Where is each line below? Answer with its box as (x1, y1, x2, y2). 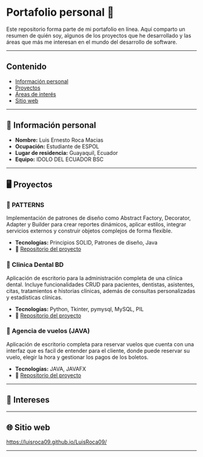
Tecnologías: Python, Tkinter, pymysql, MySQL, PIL (14, 305, 144, 312)
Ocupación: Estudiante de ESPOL (14, 142, 100, 150)
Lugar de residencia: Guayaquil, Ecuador (14, 149, 118, 156)
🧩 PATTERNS (6, 200, 45, 209)
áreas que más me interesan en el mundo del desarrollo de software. (6, 38, 178, 45)
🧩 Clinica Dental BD (6, 260, 64, 269)
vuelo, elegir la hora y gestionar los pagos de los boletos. (6, 353, 149, 361)
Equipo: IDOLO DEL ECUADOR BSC (14, 156, 104, 163)
